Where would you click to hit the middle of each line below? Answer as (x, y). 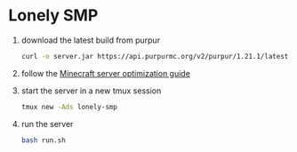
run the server (47, 124)
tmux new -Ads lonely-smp (69, 107)
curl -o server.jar (57, 56)
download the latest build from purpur (91, 40)
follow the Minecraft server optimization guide (105, 73)
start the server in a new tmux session (91, 91)
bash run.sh (43, 140)
